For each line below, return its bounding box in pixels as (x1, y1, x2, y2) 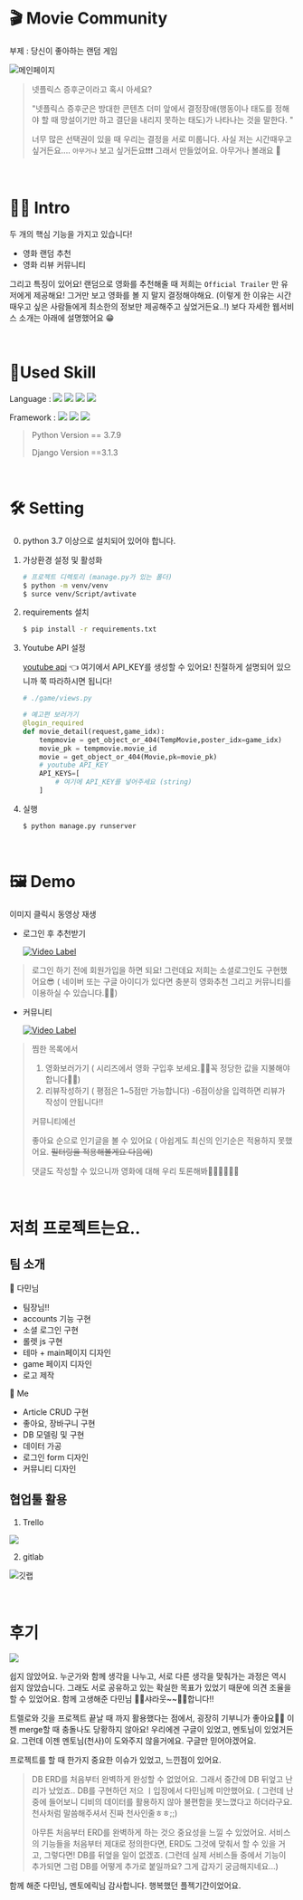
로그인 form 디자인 (22, 1451, 89, 1463)
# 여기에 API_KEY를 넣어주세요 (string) (55, 778, 193, 787)
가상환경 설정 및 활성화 (22, 554, 103, 565)
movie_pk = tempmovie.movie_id (39, 744, 157, 753)
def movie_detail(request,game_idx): (22, 727, 166, 736)
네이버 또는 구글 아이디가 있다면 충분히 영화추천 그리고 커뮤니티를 (62, 976, 292, 987)
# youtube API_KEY (39, 760, 109, 770)
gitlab (22, 1551, 44, 1562)
